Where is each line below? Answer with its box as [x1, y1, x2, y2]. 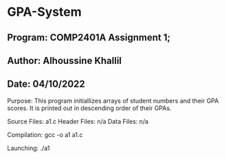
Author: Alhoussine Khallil [7, 54, 122, 66]
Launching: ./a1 [7, 144, 50, 152]
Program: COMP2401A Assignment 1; [7, 32, 170, 43]
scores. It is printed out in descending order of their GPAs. [7, 104, 172, 112]
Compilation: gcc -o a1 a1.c [7, 130, 83, 138]
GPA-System [7, 4, 82, 20]
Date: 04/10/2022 [7, 78, 86, 90]
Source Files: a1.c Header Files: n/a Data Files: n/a [7, 117, 149, 125]
